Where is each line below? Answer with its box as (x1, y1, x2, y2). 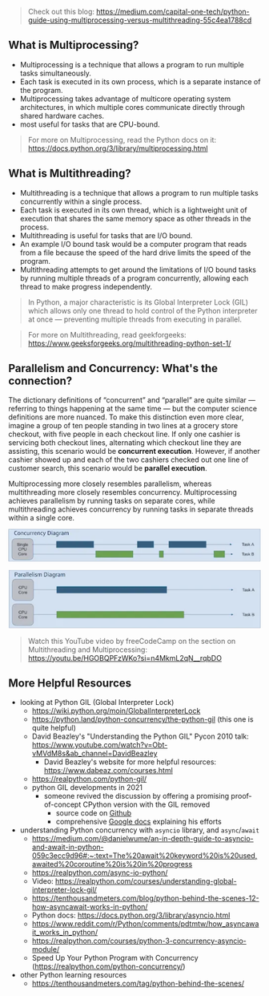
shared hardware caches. (19, 111, 105, 120)
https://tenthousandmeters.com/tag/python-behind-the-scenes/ (31, 978, 245, 989)
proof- (231, 792, 252, 801)
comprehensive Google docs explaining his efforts (55, 817, 222, 827)
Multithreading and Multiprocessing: (27, 645, 148, 654)
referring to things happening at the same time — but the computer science (8, 404, 258, 414)
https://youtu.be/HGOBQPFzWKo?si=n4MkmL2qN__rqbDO (27, 653, 223, 662)
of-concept (43, 800, 82, 809)
